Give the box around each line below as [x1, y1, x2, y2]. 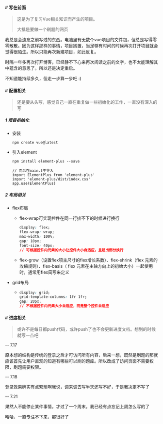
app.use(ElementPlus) [12, 181, 56, 186]
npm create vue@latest [12, 140, 58, 145]
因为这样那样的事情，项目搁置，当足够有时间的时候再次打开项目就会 [21, 43, 158, 49]
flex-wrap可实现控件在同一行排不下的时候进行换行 [19, 215, 120, 221]
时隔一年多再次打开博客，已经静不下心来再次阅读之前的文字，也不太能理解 [5, 59, 154, 65]
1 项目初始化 [5, 117, 30, 123]
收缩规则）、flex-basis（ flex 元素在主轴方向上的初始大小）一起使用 [19, 263, 153, 269]
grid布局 [12, 279, 29, 285]
